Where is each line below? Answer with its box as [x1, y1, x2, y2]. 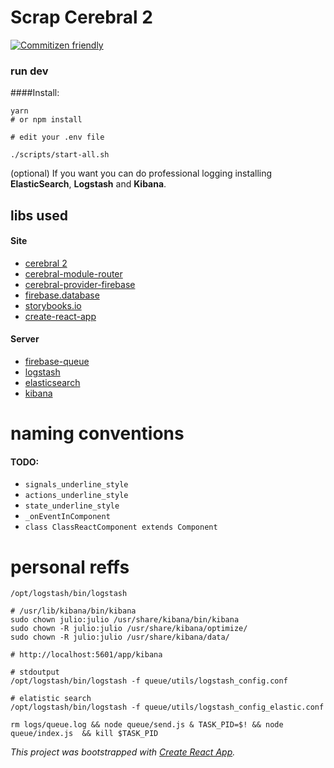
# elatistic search [10, 694, 92, 704]
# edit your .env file [10, 132, 105, 143]
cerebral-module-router [24, 267, 123, 280]
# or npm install [10, 115, 83, 125]
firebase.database [24, 289, 100, 301]
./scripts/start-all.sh [10, 150, 110, 160]
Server [10, 333, 40, 345]
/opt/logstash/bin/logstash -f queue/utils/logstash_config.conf [10, 676, 288, 686]
